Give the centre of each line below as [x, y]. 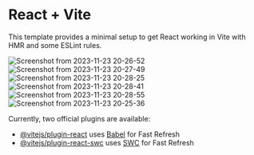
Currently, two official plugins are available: [79, 118]
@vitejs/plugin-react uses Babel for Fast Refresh [100, 134]
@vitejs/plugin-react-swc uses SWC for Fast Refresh [107, 142]
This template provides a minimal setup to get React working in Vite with [127, 37]
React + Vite [50, 15]
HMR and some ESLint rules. [55, 45]
